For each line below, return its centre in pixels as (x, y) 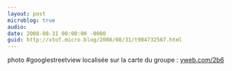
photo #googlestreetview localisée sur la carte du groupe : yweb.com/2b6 (116, 60)
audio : (17, 27)
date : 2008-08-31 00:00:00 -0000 (57, 33)
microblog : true (31, 20)
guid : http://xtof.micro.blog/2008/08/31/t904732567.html (95, 40)
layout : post (27, 14)
